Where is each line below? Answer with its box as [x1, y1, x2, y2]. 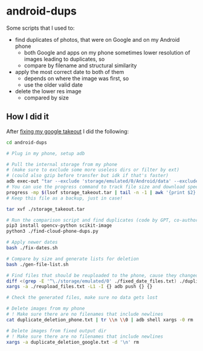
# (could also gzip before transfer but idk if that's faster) [6, 173, 169, 179]
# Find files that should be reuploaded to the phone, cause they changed [6, 272, 199, 278]
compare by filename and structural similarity [24, 62, 137, 69]
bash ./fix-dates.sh [6, 245, 59, 251]
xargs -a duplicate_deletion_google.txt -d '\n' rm [6, 339, 139, 345]
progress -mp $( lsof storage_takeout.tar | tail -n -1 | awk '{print [6, 189, 185, 195]
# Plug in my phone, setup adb [6, 150, 85, 156]
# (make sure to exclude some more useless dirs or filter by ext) [6, 167, 180, 173]
